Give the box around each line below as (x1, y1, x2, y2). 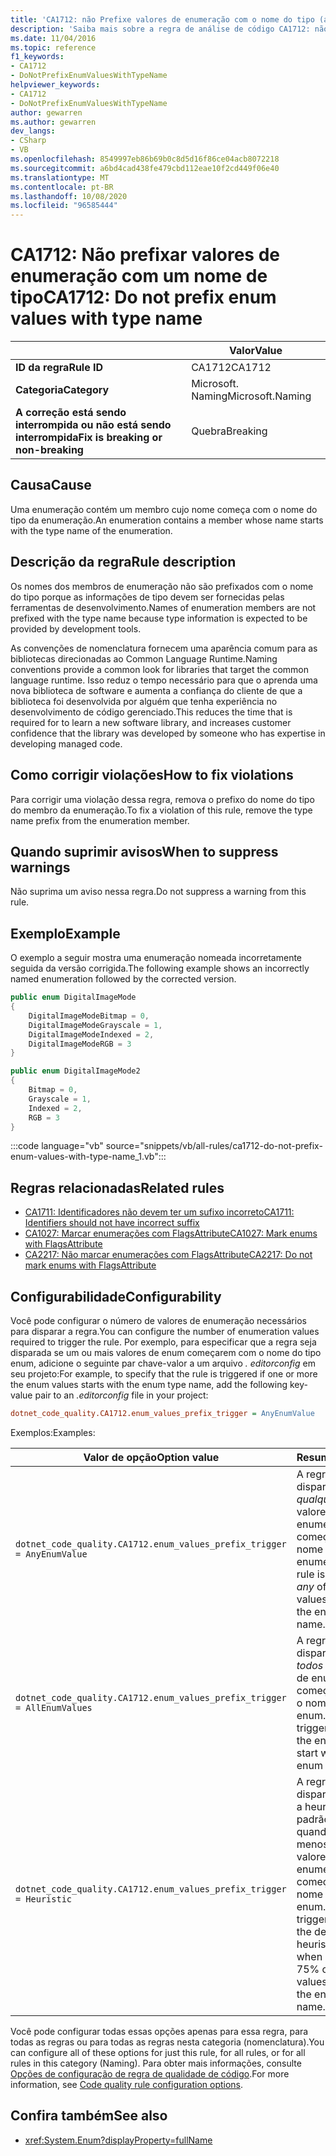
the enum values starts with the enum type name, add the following (10, 1379, 288, 1390)
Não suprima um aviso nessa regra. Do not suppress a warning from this (10, 886, 307, 898)
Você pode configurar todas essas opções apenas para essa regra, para (10, 2025, 309, 2037)
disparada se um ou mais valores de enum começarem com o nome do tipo (10, 1347, 322, 1358)
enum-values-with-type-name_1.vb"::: (10, 1151, 167, 1163)
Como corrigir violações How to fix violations (10, 767, 294, 784)
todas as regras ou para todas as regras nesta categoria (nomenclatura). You (10, 2036, 325, 2048)
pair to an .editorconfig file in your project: (34, 1389, 209, 1401)
